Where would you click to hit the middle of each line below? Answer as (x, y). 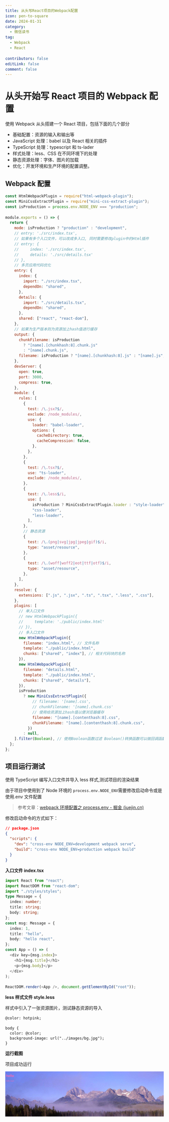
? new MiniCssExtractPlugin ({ (55, 696)
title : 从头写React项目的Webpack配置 (42, 11)
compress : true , (35, 382)
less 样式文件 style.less (30, 997)
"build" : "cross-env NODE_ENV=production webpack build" (75, 850)
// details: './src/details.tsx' (54, 255)
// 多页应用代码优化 (33, 265)
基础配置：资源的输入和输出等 (43, 135)
